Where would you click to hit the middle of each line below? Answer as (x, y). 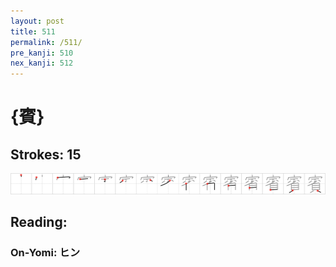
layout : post (37, 21)
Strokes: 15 (46, 154)
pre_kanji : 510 (42, 53)
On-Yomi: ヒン (45, 252)
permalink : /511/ (46, 42)
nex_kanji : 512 (42, 63)
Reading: (39, 222)
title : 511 (33, 31)
